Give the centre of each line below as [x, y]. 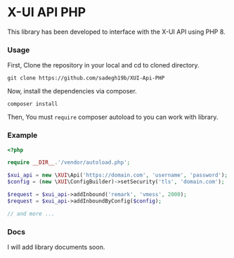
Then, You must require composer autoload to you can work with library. [113, 117]
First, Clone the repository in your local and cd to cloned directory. [103, 65]
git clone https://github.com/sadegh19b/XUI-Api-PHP [86, 78]
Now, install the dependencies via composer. [72, 91]
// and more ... [31, 214]
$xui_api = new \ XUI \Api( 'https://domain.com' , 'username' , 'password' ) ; [118, 175]
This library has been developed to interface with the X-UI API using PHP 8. [117, 32]
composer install [33, 104]
